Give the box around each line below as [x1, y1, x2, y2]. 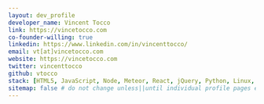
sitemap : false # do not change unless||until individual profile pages [8, 84, 251, 92]
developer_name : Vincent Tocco [8, 19, 111, 27]
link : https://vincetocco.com [8, 26, 108, 34]
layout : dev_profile [8, 11, 76, 20]
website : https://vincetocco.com [8, 56, 118, 63]
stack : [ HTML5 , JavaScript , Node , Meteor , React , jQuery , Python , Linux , [8, 77, 255, 84]
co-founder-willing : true [8, 33, 93, 41]
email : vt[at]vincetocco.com [8, 48, 104, 56]
